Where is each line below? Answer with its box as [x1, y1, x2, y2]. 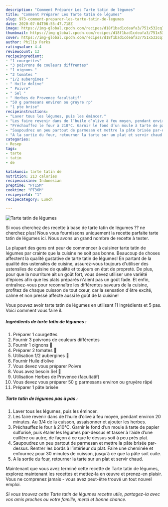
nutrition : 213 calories [5, 174, 57, 179]
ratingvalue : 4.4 [5, 44, 42, 49]
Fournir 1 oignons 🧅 [12, 342, 53, 348]
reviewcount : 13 [5, 49, 39, 54]
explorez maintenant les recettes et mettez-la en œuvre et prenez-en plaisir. [5, 471, 163, 477]
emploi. [5, 481, 21, 487]
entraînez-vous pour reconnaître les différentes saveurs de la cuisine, [5, 282, 149, 288]
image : [5, 26, 19, 31]
